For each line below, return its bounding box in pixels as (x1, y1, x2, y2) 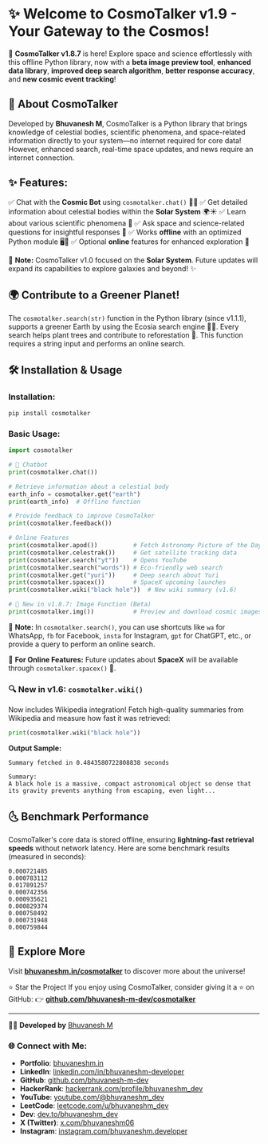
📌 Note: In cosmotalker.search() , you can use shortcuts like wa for (8, 622, 226, 632)
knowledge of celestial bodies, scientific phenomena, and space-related (8, 127, 246, 137)
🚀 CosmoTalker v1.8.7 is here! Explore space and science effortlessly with (8, 49, 253, 58)
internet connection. (8, 153, 75, 162)
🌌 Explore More (8, 945, 86, 958)
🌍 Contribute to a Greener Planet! (8, 288, 180, 302)
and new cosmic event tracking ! (8, 74, 116, 84)
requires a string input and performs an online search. (8, 339, 186, 349)
